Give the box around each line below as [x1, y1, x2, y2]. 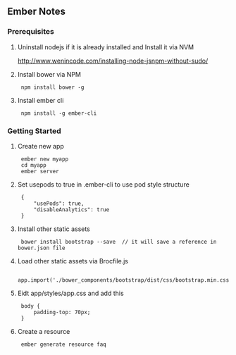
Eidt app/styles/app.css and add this [17, 289, 125, 297]
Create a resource [17, 327, 70, 335]
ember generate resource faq [20, 341, 107, 348]
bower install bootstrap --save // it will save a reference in [20, 238, 217, 245]
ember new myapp [20, 155, 69, 163]
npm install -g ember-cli [20, 109, 97, 117]
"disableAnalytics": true [33, 206, 110, 213]
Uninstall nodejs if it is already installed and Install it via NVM [17, 42, 194, 51]
